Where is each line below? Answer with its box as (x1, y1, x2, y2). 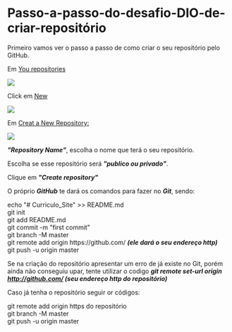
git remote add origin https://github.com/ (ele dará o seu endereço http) (7, 238, 218, 246)
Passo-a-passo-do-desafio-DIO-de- (7, 5, 226, 21)
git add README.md (7, 215, 66, 224)
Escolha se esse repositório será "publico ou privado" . (7, 159, 169, 168)
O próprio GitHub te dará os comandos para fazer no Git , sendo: (7, 186, 195, 195)
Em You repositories (7, 64, 66, 73)
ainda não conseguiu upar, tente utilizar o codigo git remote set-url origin (7, 267, 222, 275)
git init (7, 207, 26, 217)
